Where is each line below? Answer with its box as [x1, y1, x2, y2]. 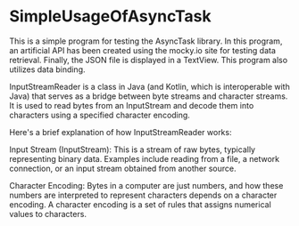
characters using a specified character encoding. [9, 109, 190, 120]
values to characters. [9, 208, 87, 219]
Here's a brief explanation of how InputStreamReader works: [9, 126, 232, 137]
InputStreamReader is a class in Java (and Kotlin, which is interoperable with [9, 81, 290, 92]
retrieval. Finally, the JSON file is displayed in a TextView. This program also [9, 54, 288, 65]
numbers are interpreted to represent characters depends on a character [9, 190, 278, 200]
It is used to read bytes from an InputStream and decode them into [9, 100, 254, 110]
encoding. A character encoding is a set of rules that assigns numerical [9, 198, 272, 210]
